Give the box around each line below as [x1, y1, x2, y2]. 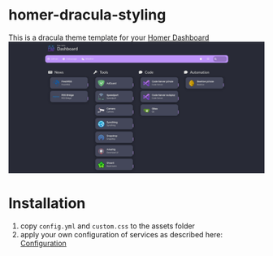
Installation [8, 194, 86, 213]
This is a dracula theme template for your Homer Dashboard [8, 33, 210, 42]
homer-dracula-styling [8, 6, 167, 24]
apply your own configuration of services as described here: [19, 229, 223, 239]
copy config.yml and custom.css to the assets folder [19, 221, 195, 231]
